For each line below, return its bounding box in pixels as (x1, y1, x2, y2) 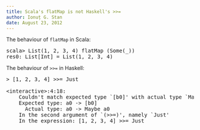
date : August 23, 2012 (6, 20, 62, 26)
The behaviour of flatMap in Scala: (6, 36, 91, 43)
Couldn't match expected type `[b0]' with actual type (18, 94, 183, 101)
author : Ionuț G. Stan (6, 14, 62, 20)
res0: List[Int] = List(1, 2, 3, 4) (6, 53, 113, 60)
